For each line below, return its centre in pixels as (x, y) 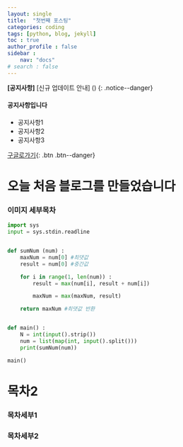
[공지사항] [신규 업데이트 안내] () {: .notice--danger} (80, 87)
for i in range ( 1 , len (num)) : (66, 277)
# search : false (33, 67)
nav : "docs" (37, 60)
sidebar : (22, 54)
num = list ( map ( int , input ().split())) (79, 341)
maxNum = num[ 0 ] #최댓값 (54, 257)
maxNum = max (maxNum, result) (77, 296)
